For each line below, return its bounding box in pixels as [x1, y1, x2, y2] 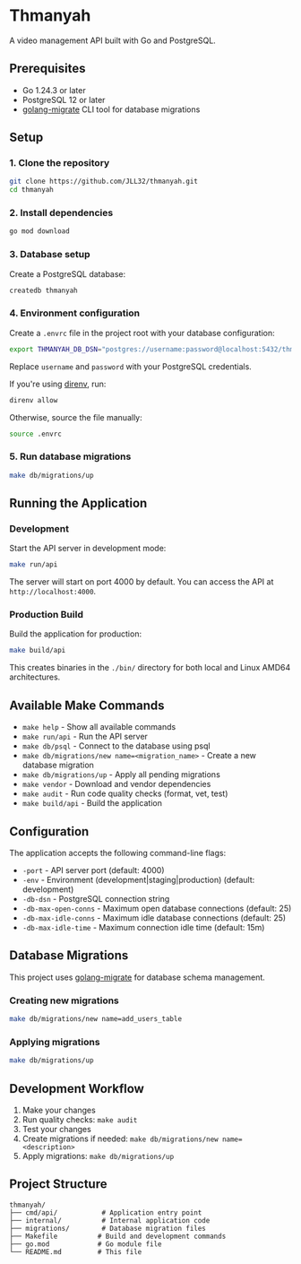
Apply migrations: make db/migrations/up [21, 1150, 175, 1161]
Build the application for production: [9, 628, 142, 639]
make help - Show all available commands [21, 722, 176, 732]
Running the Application [9, 496, 148, 511]
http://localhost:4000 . [9, 586, 97, 597]
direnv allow [9, 395, 58, 404]
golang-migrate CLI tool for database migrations [21, 104, 201, 115]
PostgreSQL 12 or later [21, 94, 106, 105]
